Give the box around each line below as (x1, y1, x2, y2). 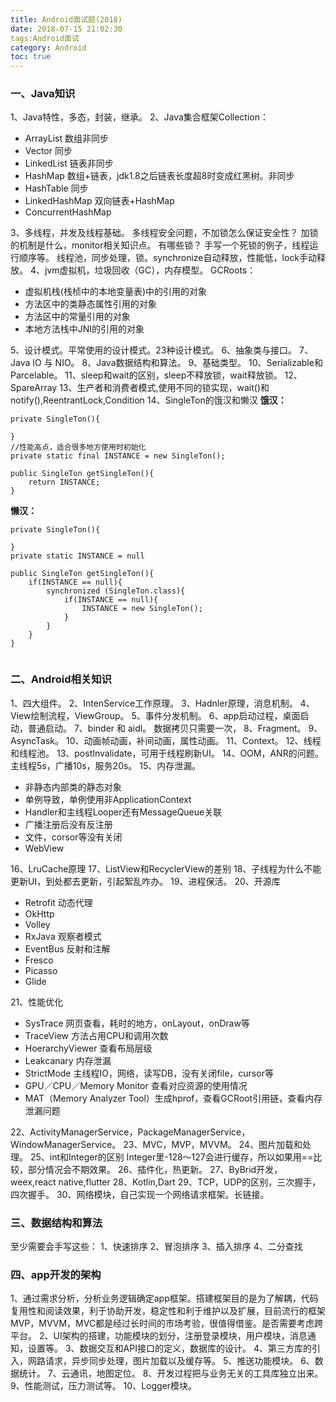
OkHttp (24, 907, 55, 920)
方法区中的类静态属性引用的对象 (24, 298, 157, 310)
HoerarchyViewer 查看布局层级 (24, 1042, 153, 1054)
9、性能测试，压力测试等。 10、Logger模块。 (10, 1380, 198, 1392)
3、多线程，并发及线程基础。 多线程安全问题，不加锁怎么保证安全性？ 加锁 (10, 227, 319, 239)
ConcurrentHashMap (24, 206, 112, 218)
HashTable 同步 (24, 182, 89, 195)
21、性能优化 (10, 996, 64, 1008)
